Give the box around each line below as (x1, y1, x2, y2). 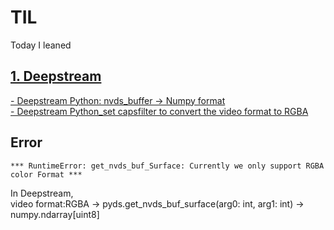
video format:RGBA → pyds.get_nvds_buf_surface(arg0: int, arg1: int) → (10, 197, 305, 210)
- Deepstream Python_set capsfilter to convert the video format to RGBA (10, 105, 309, 117)
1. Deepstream (10, 68, 102, 85)
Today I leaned (10, 39, 72, 51)
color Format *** (10, 169, 83, 180)
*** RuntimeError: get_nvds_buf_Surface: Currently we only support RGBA (10, 161, 325, 171)
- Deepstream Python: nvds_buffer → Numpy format (10, 94, 226, 106)
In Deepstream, (10, 187, 74, 199)
